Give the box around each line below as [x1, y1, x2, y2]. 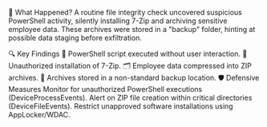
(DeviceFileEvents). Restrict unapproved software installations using [8, 101, 234, 111]
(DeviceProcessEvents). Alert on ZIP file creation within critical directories [8, 93, 253, 102]
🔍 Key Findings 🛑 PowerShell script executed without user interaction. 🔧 [8, 49, 248, 58]
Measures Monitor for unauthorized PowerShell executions [8, 85, 203, 93]
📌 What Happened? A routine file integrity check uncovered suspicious [8, 8, 242, 17]
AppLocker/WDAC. [8, 110, 71, 119]
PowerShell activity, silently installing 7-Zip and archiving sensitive [8, 16, 228, 26]
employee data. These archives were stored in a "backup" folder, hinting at [8, 25, 256, 34]
